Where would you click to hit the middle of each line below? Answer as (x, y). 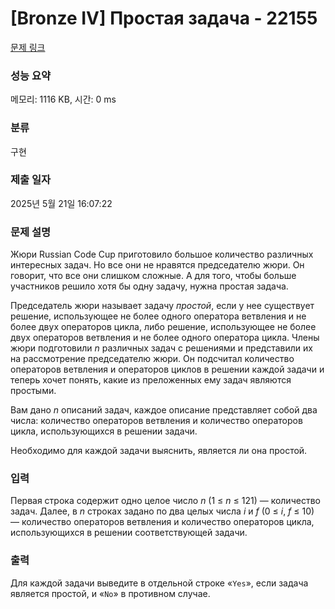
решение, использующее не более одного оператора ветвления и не (158, 316)
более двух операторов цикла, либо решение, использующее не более (163, 327)
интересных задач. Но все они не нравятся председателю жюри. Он (157, 265)
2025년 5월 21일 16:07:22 (61, 203)
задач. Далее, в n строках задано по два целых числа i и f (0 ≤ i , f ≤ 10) (162, 511)
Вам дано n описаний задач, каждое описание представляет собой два (164, 410)
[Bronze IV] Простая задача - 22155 (164, 18)
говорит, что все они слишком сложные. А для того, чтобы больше (153, 276)
